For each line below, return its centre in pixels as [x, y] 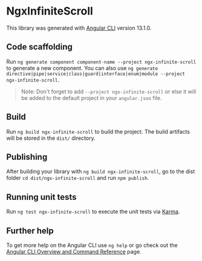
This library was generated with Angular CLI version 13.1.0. [79, 28]
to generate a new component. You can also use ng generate [82, 68]
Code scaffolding [39, 47]
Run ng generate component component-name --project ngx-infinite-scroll [101, 61]
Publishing [27, 157]
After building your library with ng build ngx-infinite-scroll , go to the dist [101, 171]
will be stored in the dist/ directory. [51, 138]
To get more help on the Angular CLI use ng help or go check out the [92, 245]
